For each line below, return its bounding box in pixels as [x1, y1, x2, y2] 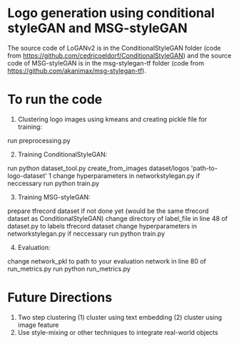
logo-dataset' [7, 171, 48, 179]
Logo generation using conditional [7, 5, 215, 21]
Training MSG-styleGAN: [17, 192, 91, 201]
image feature [17, 320, 59, 329]
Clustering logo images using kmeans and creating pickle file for [17, 115, 208, 123]
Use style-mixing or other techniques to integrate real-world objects [17, 328, 219, 336]
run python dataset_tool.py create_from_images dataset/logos [7, 164, 190, 172]
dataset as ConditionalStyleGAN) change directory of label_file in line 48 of [7, 214, 228, 222]
